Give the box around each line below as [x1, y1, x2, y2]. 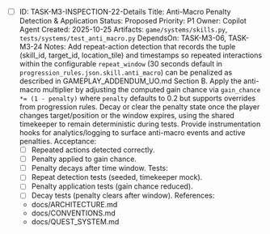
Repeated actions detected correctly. [31, 145, 155, 155]
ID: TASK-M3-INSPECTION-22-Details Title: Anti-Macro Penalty [19, 7, 231, 16]
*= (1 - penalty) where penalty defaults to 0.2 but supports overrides [19, 93, 256, 104]
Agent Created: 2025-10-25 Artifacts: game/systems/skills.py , [19, 24, 228, 35]
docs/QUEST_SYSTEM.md [31, 217, 120, 227]
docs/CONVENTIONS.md [31, 208, 116, 218]
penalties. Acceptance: [19, 137, 97, 147]
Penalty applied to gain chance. [31, 154, 137, 164]
